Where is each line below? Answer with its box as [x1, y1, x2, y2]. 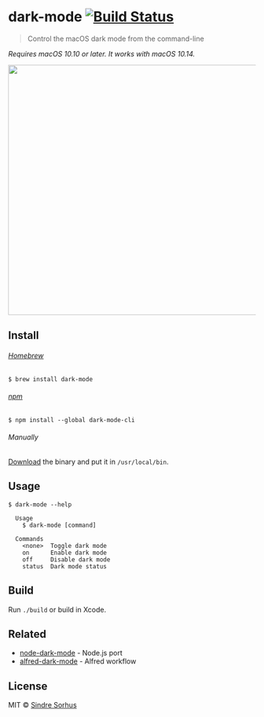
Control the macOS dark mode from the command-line [27, 34, 204, 43]
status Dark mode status [22, 562, 108, 570]
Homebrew [8, 351, 45, 360]
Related [8, 627, 47, 641]
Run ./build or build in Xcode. [8, 605, 107, 614]
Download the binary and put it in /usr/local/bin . [8, 457, 169, 466]
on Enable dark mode [22, 549, 108, 557]
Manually [8, 432, 39, 442]
